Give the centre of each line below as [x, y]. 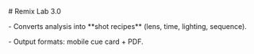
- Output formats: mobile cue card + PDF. [76, 41]
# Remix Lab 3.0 [35, 11]
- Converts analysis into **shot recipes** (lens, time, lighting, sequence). [128, 26]
